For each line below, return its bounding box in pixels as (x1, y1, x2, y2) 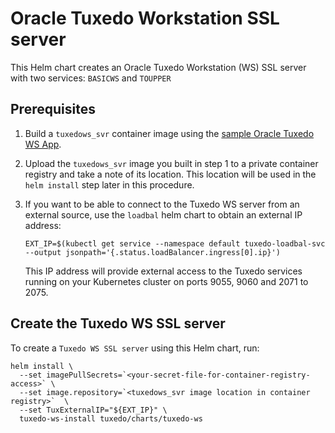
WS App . (24, 138, 62, 150)
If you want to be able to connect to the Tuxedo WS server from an (24, 198, 300, 210)
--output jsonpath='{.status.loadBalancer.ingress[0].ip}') (24, 247, 281, 257)
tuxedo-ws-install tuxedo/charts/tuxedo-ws (19, 413, 203, 424)
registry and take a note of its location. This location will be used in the (24, 168, 317, 180)
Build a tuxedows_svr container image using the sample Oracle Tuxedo (24, 127, 315, 139)
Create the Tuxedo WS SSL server (10, 315, 226, 332)
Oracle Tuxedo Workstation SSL (10, 7, 280, 30)
